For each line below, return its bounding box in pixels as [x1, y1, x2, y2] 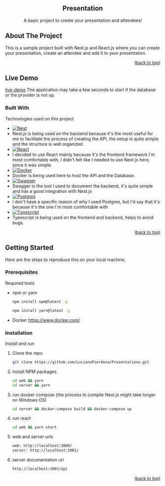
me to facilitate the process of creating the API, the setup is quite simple [12, 136, 159, 142]
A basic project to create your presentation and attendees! [24, 17, 142, 23]
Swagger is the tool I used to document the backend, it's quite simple [12, 183, 153, 189]
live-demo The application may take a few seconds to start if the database [5, 87, 156, 93]
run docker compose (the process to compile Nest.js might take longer [12, 392, 156, 398]
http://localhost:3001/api [12, 466, 68, 472]
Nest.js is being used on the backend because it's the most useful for [12, 130, 154, 136]
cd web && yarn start [12, 425, 57, 430]
